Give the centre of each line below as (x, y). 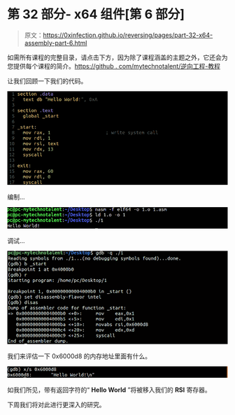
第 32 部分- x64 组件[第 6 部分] (96, 14)
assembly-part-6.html (56, 43)
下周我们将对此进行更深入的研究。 (56, 405)
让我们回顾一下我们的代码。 (47, 80)
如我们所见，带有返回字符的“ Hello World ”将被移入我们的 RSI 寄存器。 (109, 390)
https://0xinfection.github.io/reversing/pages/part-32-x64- (128, 35)
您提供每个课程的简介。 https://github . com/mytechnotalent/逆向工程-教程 (114, 66)
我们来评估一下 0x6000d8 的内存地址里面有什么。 (79, 356)
